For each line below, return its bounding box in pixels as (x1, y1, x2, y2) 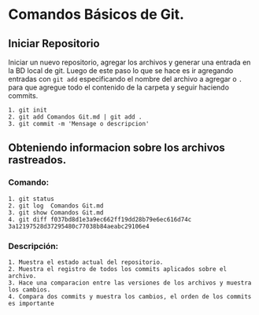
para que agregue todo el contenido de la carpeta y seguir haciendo (8, 82, 230, 92)
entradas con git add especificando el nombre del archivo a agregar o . (8, 75, 242, 83)
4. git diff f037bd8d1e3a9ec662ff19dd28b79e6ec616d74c (8, 215, 192, 223)
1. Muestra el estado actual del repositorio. (8, 258, 164, 266)
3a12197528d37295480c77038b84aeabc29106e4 (8, 222, 150, 230)
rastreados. (8, 153, 67, 167)
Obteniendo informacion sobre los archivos (8, 141, 226, 155)
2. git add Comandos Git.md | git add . (8, 113, 143, 121)
